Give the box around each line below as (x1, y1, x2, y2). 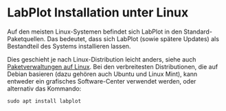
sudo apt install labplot (7, 97, 81, 104)
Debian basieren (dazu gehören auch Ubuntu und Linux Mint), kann (7, 70, 198, 78)
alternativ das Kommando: (7, 84, 82, 92)
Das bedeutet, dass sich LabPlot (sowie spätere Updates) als (47, 34, 220, 42)
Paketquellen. (7, 34, 46, 42)
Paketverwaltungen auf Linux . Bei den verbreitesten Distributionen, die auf (7, 62, 218, 71)
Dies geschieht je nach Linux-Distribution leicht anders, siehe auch (7, 55, 196, 63)
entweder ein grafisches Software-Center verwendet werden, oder (7, 77, 196, 85)
